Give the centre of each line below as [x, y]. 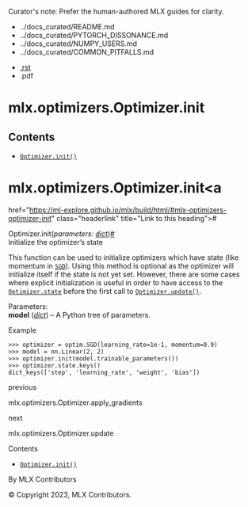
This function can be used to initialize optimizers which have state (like [124, 257]
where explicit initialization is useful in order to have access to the [116, 282]
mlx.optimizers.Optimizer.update [61, 433]
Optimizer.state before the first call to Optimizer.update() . [105, 291]
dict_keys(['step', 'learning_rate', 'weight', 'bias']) [104, 372]
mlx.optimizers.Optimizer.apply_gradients [75, 402]
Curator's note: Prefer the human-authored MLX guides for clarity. [116, 11]
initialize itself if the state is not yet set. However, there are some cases [124, 274]
